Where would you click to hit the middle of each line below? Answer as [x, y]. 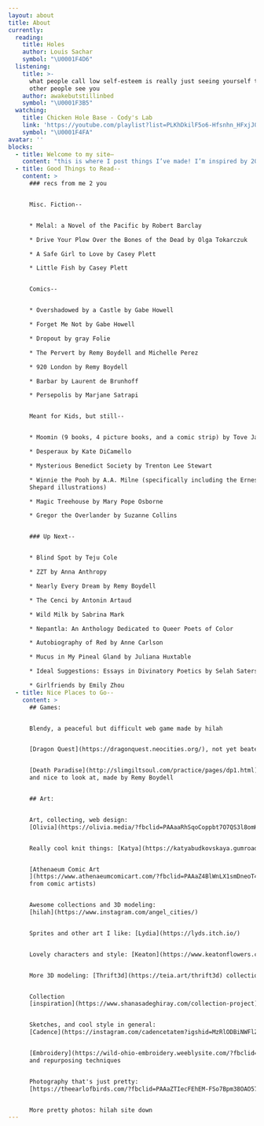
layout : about [31, 15]
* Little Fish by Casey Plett [78, 268]
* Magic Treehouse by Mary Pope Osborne [96, 501]
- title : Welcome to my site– [64, 154]
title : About [29, 23]
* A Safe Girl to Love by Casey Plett [92, 254]
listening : [33, 67]
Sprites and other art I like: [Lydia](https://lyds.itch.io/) [135, 933]
